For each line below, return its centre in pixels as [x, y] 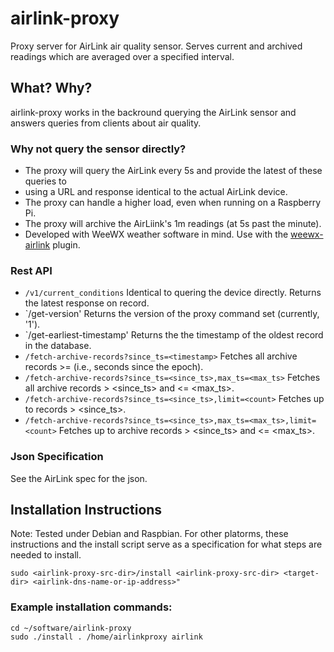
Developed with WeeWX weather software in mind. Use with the [156, 234]
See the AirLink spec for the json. [79, 478]
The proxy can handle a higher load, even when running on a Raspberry [173, 203]
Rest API [31, 270]
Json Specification [57, 457]
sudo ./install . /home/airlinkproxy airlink [106, 637]
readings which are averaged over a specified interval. [122, 56]
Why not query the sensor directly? [98, 149]
